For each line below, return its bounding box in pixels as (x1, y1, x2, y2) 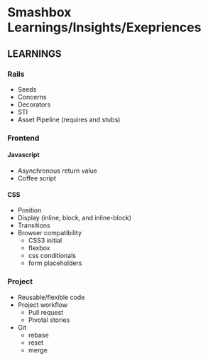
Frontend (7, 133, 40, 143)
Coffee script (17, 174, 57, 182)
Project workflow (17, 300, 68, 309)
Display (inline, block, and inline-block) (17, 214, 132, 222)
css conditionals (28, 252, 77, 260)
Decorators (17, 100, 51, 109)
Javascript (7, 151, 40, 159)
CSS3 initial (28, 236, 62, 245)
